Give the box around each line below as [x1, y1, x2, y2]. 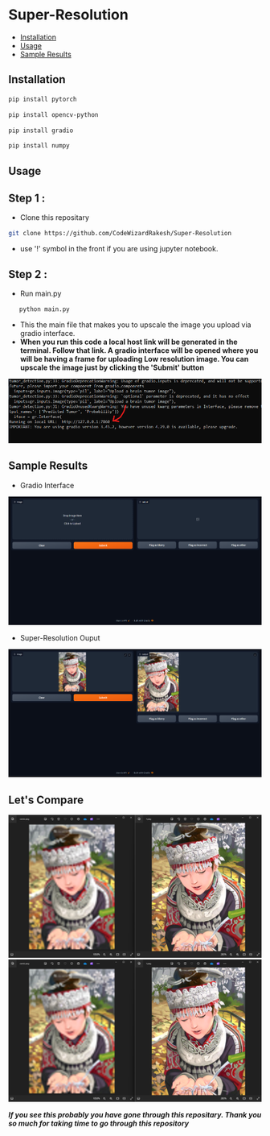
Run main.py [19, 288, 62, 299]
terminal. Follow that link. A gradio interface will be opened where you [19, 346, 259, 355]
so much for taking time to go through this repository [8, 1118, 190, 1129]
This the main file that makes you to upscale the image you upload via [19, 320, 252, 330]
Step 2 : [8, 267, 48, 281]
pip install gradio [8, 126, 74, 135]
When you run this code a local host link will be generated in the [19, 337, 239, 347]
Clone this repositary [19, 213, 90, 222]
